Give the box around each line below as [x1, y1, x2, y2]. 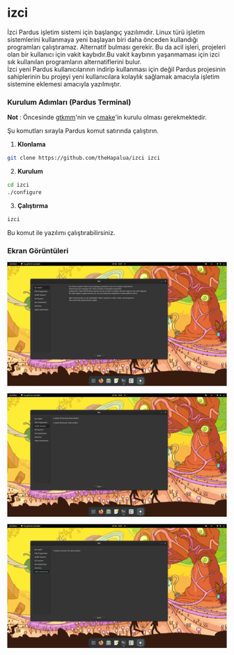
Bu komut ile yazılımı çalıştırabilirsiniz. [7, 228, 116, 236]
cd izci [7, 181, 30, 189]
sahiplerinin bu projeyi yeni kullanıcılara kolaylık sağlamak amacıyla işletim [7, 72, 220, 81]
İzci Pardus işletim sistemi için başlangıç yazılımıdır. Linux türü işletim [7, 28, 205, 36]
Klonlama [17, 140, 46, 149]
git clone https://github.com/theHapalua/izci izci [7, 155, 160, 162]
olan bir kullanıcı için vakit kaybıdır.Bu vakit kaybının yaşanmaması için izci [7, 50, 220, 59]
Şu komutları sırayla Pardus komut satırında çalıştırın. [7, 127, 159, 135]
